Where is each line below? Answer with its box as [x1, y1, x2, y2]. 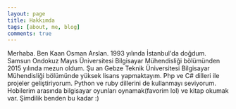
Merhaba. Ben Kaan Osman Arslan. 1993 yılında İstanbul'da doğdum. [7, 49, 206, 58]
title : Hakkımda [7, 17, 55, 24]
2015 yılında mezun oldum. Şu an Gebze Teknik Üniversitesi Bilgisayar [7, 64, 210, 72]
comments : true [7, 30, 52, 37]
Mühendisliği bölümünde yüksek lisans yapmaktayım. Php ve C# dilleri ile [7, 72, 220, 80]
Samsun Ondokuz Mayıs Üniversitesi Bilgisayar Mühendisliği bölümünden [7, 57, 221, 65]
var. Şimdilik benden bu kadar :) [7, 94, 100, 103]
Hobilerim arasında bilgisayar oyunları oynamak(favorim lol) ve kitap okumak [7, 86, 229, 95]
